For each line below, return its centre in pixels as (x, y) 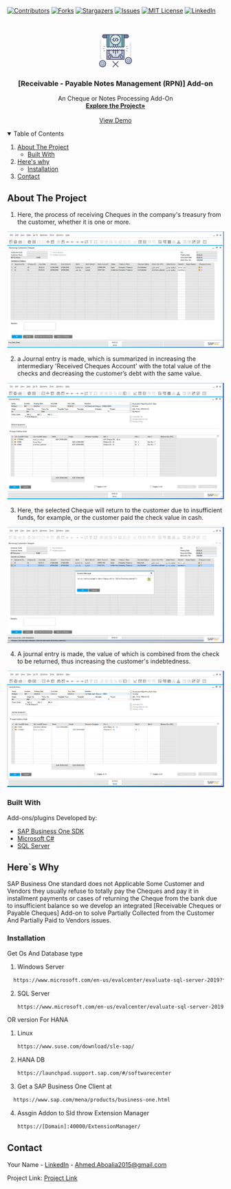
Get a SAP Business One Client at (64, 1086)
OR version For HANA (38, 1020)
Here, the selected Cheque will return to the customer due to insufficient (120, 510)
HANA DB (31, 1060)
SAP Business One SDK (51, 831)
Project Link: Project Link (42, 1178)
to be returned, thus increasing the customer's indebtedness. (104, 661)
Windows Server (41, 967)
